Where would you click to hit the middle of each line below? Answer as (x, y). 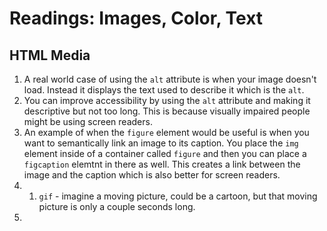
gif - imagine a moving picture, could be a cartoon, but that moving (178, 196)
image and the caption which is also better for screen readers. (152, 175)
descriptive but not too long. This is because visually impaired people (167, 111)
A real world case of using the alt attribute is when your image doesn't (170, 79)
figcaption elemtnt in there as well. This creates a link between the (162, 164)
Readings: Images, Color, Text (136, 18)
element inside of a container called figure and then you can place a (165, 153)
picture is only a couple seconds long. (117, 206)
